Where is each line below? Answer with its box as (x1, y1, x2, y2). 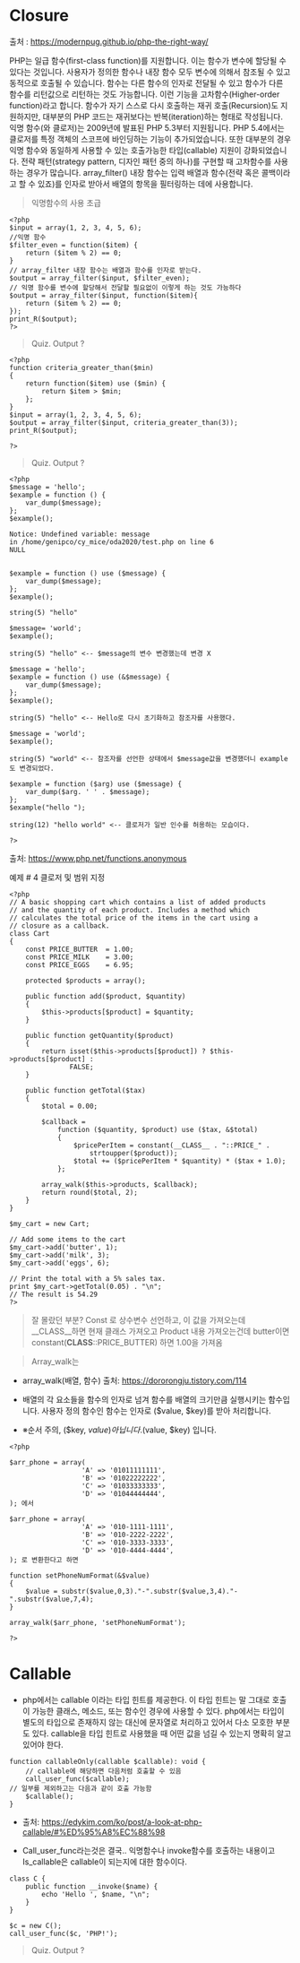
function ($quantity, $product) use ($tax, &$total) (56, 1125, 258, 1134)
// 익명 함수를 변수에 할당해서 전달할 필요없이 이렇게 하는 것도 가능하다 (9, 283, 242, 292)
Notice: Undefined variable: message (9, 530, 150, 539)
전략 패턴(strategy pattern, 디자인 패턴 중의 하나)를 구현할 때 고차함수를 (21, 156, 272, 167)
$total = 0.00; (41, 1102, 99, 1111)
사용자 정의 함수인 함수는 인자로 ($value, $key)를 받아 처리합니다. (41, 1405, 271, 1416)
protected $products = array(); (25, 976, 146, 985)
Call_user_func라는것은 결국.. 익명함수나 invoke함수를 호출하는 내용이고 (21, 1845, 276, 1855)
